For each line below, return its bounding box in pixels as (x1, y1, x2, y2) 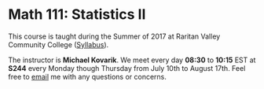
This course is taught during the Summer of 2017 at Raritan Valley (8, 32, 221, 41)
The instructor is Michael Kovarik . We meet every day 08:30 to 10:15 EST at (8, 55, 256, 65)
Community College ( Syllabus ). (8, 39, 109, 49)
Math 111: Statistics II (8, 6, 146, 24)
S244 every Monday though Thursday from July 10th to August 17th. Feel (8, 63, 246, 72)
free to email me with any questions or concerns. (8, 72, 167, 81)
